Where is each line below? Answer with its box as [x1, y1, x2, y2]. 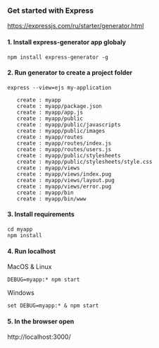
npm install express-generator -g [7, 54, 109, 61]
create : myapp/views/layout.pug [16, 176, 115, 184]
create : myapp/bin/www [16, 195, 87, 203]
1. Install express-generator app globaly [7, 37, 127, 46]
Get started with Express [7, 6, 94, 16]
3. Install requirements [7, 210, 75, 219]
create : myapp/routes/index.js [16, 140, 112, 147]
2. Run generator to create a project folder [7, 68, 133, 77]
